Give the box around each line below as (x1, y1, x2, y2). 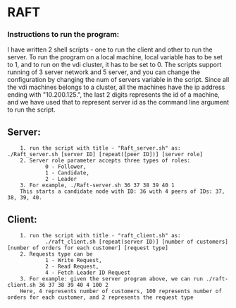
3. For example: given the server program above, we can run (20, 276, 203, 283)
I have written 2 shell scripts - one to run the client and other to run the (7, 45, 213, 54)
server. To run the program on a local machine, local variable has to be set (7, 53, 223, 61)
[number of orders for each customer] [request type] (7, 244, 169, 251)
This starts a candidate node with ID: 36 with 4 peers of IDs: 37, (20, 188, 225, 195)
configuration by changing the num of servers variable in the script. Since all (7, 76, 230, 84)
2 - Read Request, (44, 263, 99, 271)
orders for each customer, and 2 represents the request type (7, 294, 194, 301)
